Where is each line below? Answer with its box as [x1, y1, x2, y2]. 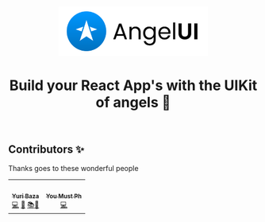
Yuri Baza [11, 192, 40, 201]
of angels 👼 [95, 93, 171, 111]
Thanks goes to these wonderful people [8, 164, 139, 173]
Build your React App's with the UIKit [9, 76, 258, 94]
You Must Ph [46, 192, 82, 201]
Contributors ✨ [8, 142, 85, 156]
